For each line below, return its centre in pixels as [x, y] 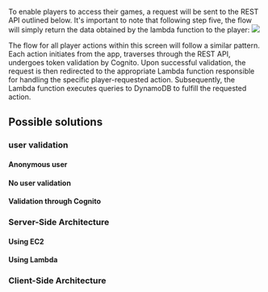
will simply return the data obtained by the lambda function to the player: [129, 30]
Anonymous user [38, 164]
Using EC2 [26, 241]
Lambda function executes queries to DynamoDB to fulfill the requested [128, 88]
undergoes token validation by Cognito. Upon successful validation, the [127, 63]
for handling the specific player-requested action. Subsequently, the [122, 79]
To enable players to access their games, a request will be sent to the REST [134, 12]
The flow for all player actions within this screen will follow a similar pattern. [134, 45]
